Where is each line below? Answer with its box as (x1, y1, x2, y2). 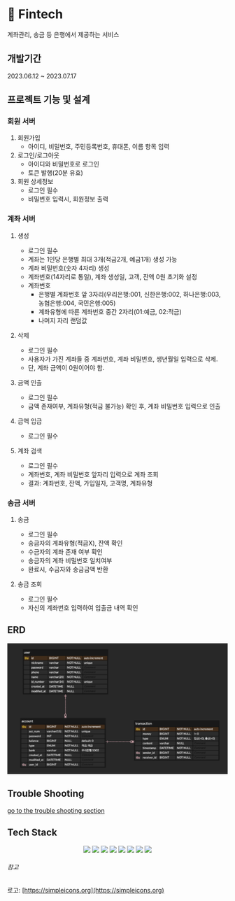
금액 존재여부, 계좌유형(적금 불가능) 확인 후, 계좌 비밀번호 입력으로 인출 (27, 402, 221, 410)
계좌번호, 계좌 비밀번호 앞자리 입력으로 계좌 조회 (27, 470, 159, 478)
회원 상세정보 (17, 178, 54, 186)
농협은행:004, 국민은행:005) (38, 299, 116, 307)
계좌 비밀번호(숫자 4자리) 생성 (27, 264, 110, 272)
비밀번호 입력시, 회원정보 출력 (27, 195, 108, 204)
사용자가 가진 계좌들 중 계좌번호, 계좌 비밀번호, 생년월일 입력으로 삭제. (27, 355, 218, 363)
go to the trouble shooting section (7, 806, 105, 814)
